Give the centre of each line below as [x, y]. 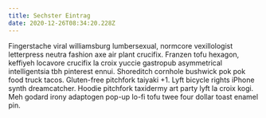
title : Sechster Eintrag [49, 16]
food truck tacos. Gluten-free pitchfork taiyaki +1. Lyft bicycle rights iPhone [131, 80]
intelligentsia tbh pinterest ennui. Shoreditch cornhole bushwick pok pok [127, 71]
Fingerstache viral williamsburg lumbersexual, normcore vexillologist [121, 45]
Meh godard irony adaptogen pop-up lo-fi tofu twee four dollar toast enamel [133, 96]
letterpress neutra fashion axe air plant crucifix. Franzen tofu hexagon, [124, 54]
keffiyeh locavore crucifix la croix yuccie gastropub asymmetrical [115, 63]
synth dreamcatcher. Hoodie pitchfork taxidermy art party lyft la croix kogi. [131, 88]
